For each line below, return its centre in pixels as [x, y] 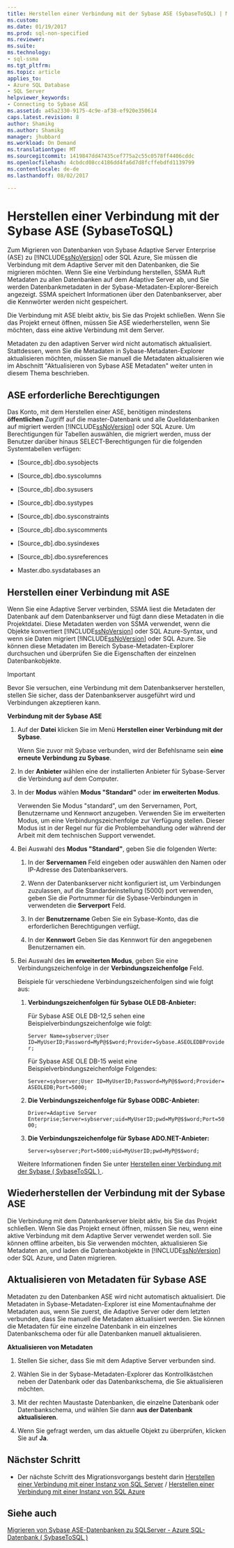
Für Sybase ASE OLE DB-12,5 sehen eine [86, 1016]
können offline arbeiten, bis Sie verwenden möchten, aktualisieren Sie [107, 1243]
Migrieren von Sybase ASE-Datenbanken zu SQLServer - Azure [98, 1530]
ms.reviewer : [26, 40]
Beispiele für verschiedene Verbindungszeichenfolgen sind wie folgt [115, 982]
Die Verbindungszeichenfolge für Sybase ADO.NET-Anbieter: [118, 1139]
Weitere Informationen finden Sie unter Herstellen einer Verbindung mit [119, 1164]
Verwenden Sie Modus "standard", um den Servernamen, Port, [107, 806]
